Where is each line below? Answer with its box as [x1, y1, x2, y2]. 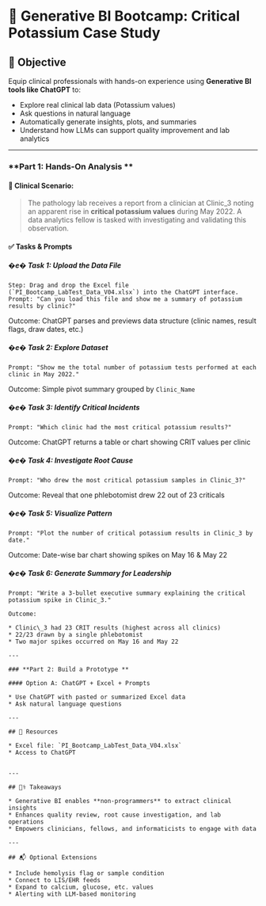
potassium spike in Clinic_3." [8, 596, 112, 604]
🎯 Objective [8, 55, 66, 69]
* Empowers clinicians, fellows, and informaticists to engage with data [8, 824, 257, 832]
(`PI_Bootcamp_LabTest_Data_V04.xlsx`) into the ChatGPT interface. [8, 288, 239, 296]
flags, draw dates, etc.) [8, 324, 84, 333]
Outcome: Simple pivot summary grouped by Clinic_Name [8, 384, 196, 394]
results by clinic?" [8, 302, 77, 310]
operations [8, 817, 44, 826]
